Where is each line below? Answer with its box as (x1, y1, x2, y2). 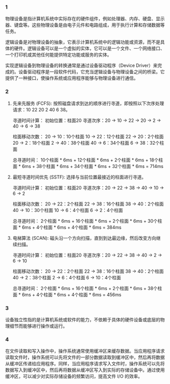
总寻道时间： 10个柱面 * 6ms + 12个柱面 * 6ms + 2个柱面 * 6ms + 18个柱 (12, 157, 163, 163)
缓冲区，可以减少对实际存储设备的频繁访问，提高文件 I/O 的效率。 (5, 373, 143, 379)
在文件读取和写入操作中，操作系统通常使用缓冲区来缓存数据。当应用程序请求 (5, 348, 165, 354)
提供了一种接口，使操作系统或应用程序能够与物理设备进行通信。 (5, 75, 138, 81)
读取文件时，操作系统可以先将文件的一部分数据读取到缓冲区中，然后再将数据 (5, 354, 165, 360)
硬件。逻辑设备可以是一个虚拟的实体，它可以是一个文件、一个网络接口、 (14, 46, 165, 52)
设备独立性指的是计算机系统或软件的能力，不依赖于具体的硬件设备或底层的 (5, 316, 160, 322)
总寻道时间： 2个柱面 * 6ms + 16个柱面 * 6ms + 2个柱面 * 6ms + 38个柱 (12, 285, 162, 291)
